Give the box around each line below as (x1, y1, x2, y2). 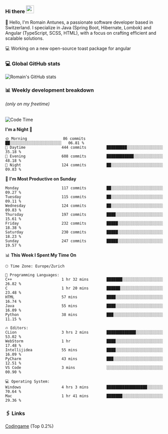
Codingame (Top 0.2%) (5, 423, 54, 429)
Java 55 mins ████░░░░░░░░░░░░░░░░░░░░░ (5, 303, 163, 308)
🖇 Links (5, 410, 25, 417)
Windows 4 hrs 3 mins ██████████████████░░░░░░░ (5, 385, 163, 390)
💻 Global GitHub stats (5, 60, 60, 68)
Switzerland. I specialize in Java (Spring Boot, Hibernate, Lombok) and (5, 25, 152, 31)
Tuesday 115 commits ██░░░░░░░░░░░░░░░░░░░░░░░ (5, 194, 163, 199)
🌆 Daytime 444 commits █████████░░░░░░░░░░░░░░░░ (5, 145, 163, 150)
